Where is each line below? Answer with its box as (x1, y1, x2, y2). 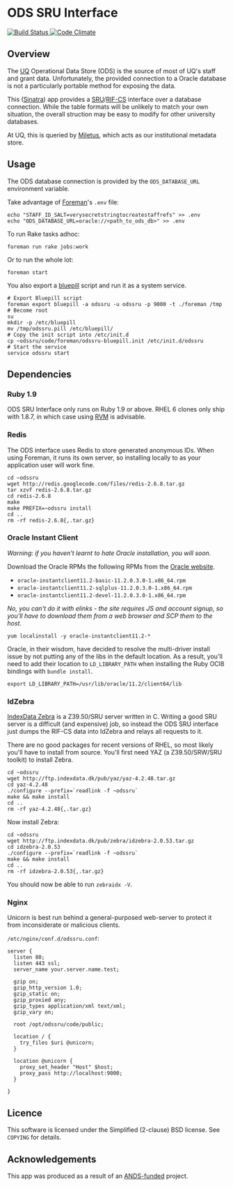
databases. (7, 117, 40, 126)
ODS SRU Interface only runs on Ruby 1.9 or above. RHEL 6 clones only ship (7, 405, 225, 414)
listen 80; (13, 954, 45, 961)
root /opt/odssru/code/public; (13, 1021, 104, 1028)
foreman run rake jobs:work (7, 243, 89, 250)
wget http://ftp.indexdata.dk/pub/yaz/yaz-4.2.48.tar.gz (7, 776, 176, 782)
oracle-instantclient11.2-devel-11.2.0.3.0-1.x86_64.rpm (17, 591, 186, 599)
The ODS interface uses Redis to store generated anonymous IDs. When (7, 446, 214, 454)
